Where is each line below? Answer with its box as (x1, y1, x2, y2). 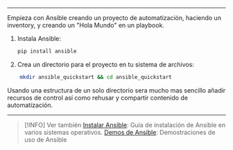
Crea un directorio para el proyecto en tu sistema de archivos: (17, 60, 194, 68)
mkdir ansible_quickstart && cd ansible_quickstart (19, 73, 172, 80)
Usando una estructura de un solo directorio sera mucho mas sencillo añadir (7, 86, 226, 94)
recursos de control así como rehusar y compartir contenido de (7, 93, 189, 102)
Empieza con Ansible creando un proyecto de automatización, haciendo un (7, 14, 222, 21)
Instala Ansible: (17, 35, 61, 42)
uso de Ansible (24, 135, 67, 144)
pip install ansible (17, 48, 77, 55)
